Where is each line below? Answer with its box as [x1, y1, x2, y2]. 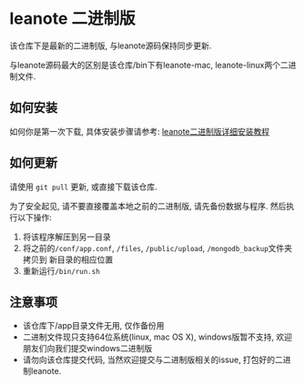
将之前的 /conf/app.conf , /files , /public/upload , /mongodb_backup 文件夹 [22, 242, 293, 253]
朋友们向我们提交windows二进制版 [22, 343, 153, 354]
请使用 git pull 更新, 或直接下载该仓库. [9, 181, 158, 192]
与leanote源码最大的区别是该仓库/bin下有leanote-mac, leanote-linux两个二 [9, 59, 289, 70]
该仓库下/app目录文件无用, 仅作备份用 [22, 320, 165, 331]
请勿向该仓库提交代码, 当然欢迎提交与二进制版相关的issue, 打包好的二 [22, 354, 284, 365]
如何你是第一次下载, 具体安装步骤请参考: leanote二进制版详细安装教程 [9, 126, 270, 137]
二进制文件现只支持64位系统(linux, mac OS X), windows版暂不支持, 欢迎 [22, 331, 293, 342]
